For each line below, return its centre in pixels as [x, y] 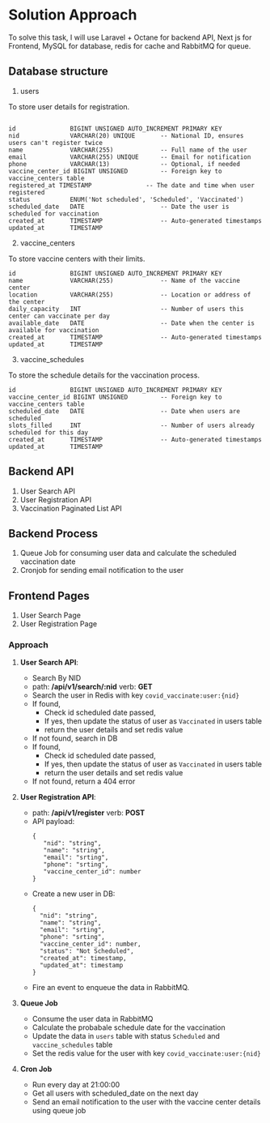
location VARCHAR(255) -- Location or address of [130, 295]
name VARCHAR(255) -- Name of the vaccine [124, 280]
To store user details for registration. [69, 106]
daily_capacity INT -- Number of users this [126, 309]
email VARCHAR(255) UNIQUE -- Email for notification [130, 157]
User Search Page [50, 615]
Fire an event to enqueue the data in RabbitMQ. [111, 988]
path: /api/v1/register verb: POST [89, 813]
